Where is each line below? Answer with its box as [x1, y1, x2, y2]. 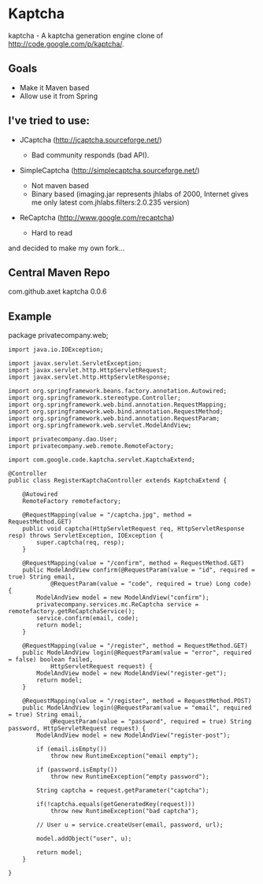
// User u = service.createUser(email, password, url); [36, 821, 224, 829]
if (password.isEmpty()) [36, 766, 118, 774]
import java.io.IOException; [8, 346, 104, 354]
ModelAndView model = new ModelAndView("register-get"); [36, 670, 227, 678]
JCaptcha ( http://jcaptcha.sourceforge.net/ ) [19, 135, 163, 144]
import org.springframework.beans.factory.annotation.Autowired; [8, 387, 227, 395]
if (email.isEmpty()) [36, 745, 108, 753]
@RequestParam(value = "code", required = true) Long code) [50, 580, 252, 588]
